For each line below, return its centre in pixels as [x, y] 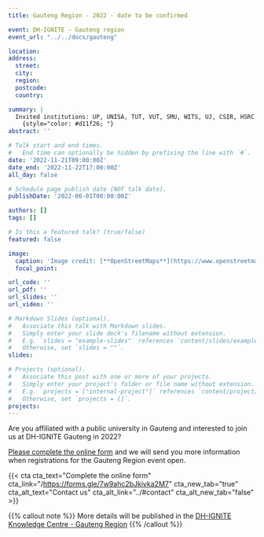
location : [24, 51]
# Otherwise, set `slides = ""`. [66, 348]
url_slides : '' [33, 297]
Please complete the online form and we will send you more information [124, 452]
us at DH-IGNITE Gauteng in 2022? [65, 437]
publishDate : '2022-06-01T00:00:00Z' [70, 196]
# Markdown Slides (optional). [59, 318]
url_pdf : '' [27, 290]
